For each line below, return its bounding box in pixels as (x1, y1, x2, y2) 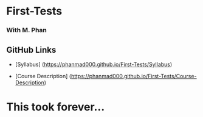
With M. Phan (6, 26, 47, 35)
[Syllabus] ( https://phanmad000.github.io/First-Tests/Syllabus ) (15, 61, 173, 68)
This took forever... (6, 100, 105, 114)
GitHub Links (6, 44, 57, 55)
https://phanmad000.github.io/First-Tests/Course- (71, 72, 197, 79)
